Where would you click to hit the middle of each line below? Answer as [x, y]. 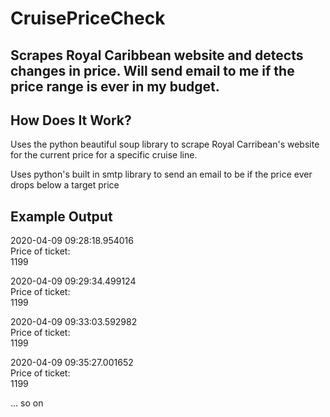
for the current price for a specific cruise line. [104, 155]
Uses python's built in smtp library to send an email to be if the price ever [161, 174]
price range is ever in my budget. [115, 86]
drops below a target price [65, 185]
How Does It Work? [71, 120]
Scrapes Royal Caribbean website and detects [157, 55]
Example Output [61, 216]
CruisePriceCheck [88, 18]
